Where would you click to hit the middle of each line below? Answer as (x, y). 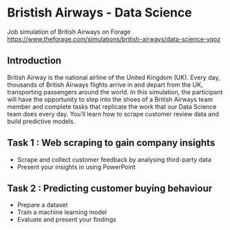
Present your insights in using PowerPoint (76, 167)
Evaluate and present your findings (67, 220)
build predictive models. (41, 121)
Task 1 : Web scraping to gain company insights (111, 143)
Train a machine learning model (62, 212)
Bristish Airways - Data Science (100, 13)
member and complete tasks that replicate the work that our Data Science (112, 106)
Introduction (34, 61)
